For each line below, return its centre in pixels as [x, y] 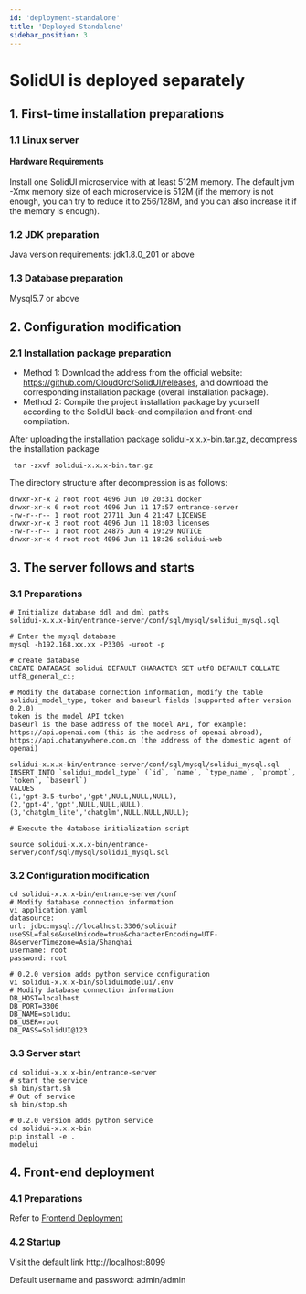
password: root [38, 958]
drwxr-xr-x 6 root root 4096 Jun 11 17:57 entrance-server [124, 508]
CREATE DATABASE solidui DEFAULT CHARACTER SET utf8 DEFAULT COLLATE [145, 668]
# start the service [49, 1080]
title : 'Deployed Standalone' [67, 27]
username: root [38, 951]
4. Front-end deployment [82, 1173]
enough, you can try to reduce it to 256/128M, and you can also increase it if [153, 201]
